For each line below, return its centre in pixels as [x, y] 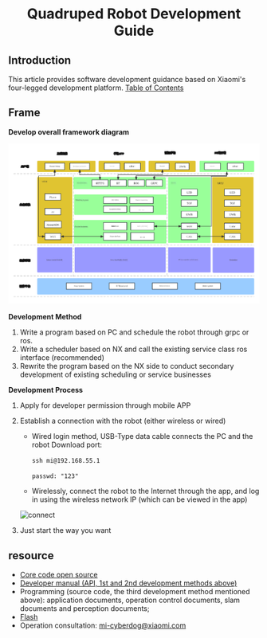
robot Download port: [67, 445]
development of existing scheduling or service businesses [115, 374]
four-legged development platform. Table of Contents [96, 88]
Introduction [40, 60]
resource [31, 556]
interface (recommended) [62, 358]
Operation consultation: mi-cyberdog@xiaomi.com [103, 625]
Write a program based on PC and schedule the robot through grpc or [134, 332]
